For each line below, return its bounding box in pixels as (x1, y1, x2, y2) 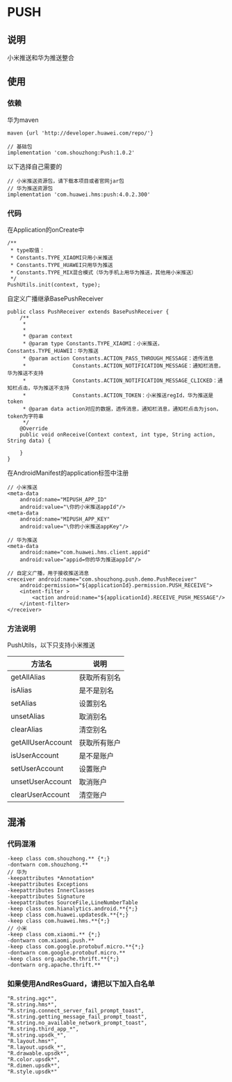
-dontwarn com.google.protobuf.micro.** (7, 949, 126, 956)
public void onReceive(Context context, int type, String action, (19, 431, 216, 438)
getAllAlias (10, 672, 46, 682)
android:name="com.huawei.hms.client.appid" (19, 549, 151, 556)
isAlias (10, 685, 33, 695)
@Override (19, 425, 49, 432)
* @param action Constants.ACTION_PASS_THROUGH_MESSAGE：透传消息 (22, 355, 214, 362)
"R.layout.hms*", (7, 1038, 58, 1045)
